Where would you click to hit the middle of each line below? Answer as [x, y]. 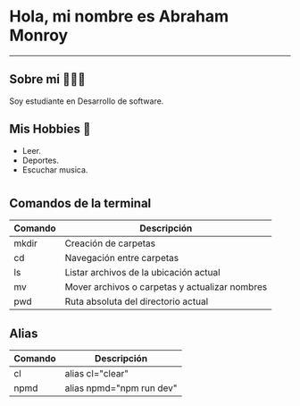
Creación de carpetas [110, 243]
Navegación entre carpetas [122, 258]
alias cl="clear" [97, 373]
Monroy [39, 35]
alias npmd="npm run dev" [121, 388]
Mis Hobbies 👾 [50, 129]
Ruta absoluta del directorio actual [136, 301]
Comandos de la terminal [80, 203]
